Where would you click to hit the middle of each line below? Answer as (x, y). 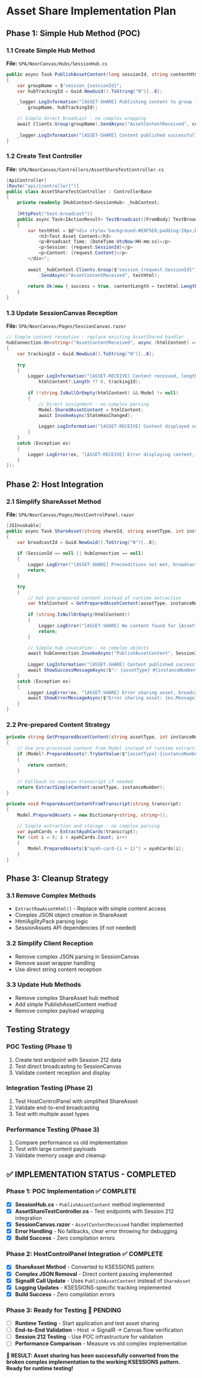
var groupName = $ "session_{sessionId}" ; (69, 85)
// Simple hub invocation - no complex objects (88, 648)
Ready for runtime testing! (40, 1368)
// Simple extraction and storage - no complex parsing (89, 826)
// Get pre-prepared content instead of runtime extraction (105, 598)
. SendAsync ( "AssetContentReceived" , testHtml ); (99, 275)
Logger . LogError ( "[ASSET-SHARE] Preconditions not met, (99, 565)
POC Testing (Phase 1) (39, 1047)
